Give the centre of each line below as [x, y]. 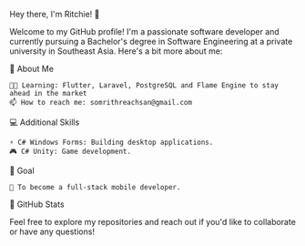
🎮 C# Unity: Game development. [71, 151]
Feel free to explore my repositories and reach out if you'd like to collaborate [152, 222]
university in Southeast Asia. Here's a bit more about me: [116, 51]
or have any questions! [52, 231]
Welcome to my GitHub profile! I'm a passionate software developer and [144, 31]
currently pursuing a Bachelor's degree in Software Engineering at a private [151, 41]
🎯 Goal [22, 170]
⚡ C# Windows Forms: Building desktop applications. [112, 142]
